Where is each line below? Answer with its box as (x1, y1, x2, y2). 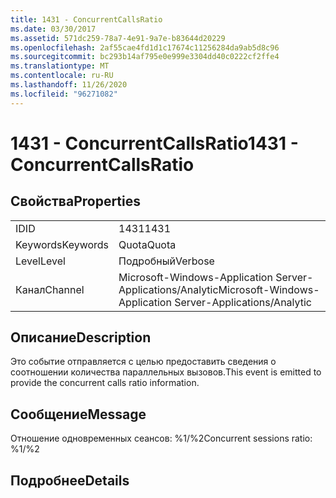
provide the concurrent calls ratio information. (10, 377, 200, 389)
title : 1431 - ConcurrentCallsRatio (10, 14, 163, 25)
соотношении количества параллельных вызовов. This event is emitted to (10, 366, 322, 378)
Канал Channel (15, 282, 85, 296)
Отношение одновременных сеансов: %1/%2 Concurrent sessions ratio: (10, 432, 313, 445)
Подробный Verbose (118, 254, 215, 268)
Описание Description (10, 329, 152, 346)
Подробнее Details (10, 472, 130, 489)
